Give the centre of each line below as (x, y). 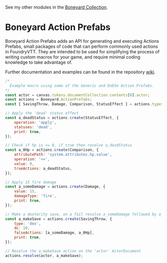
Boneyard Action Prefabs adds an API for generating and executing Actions (82, 41)
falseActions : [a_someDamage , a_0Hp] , (54, 233)
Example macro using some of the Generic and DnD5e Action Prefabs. (82, 86)
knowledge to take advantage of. (39, 62)
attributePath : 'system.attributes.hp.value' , (63, 155)
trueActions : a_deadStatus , (43, 168)
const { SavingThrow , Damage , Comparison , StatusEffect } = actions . (79, 104)
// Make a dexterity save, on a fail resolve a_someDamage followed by (81, 214)
